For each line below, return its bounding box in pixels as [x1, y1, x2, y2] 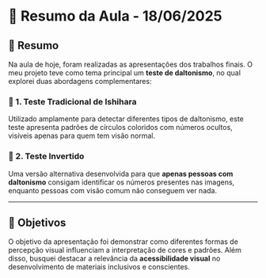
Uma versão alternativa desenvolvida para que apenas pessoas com [8, 169, 234, 178]
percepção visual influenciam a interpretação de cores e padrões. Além [8, 246, 241, 255]
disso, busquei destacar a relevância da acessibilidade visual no [8, 253, 221, 264]
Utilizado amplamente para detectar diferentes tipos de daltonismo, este [8, 114, 244, 124]
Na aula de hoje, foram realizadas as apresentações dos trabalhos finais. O [8, 59, 253, 69]
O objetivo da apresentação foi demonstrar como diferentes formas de [8, 237, 239, 246]
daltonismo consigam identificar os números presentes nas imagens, [8, 177, 235, 187]
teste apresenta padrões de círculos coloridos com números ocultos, [8, 123, 234, 132]
